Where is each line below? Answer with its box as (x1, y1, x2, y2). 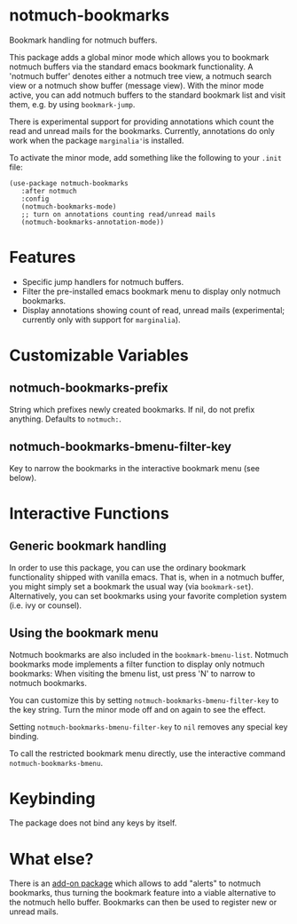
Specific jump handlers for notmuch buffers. (21, 276, 184, 287)
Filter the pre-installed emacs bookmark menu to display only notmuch (21, 286, 281, 296)
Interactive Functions (9, 503, 170, 524)
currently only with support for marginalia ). (21, 314, 181, 325)
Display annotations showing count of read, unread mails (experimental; (21, 304, 285, 315)
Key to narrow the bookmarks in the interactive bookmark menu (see (9, 462, 260, 473)
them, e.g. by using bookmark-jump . (9, 99, 136, 109)
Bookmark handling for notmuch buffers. (9, 35, 158, 45)
